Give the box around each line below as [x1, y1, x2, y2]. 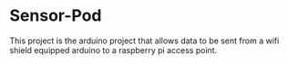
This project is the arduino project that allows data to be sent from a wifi [9, 35, 280, 46]
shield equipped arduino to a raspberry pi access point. [9, 44, 218, 55]
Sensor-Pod [9, 5, 102, 26]
